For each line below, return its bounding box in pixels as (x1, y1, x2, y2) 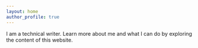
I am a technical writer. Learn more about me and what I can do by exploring (6, 30, 193, 37)
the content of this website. (6, 36, 73, 43)
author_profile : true (6, 14, 60, 20)
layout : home (6, 8, 39, 15)
